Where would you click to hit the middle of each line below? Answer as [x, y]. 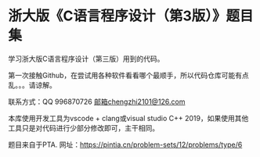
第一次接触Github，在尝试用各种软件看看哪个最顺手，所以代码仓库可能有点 [128, 75]
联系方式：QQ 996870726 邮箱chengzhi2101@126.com [97, 102]
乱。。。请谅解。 [32, 85]
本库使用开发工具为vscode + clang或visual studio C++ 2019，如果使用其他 [128, 118]
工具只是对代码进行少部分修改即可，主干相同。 [83, 128]
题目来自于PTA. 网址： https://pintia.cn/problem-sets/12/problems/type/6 [125, 145]
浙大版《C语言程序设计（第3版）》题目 [131, 16]
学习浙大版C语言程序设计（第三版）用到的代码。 [86, 59]
